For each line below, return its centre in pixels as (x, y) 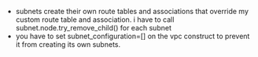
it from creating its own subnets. (68, 45)
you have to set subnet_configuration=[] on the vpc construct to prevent (133, 36)
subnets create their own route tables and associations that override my (132, 11)
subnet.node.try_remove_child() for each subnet (93, 28)
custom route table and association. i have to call (95, 20)
